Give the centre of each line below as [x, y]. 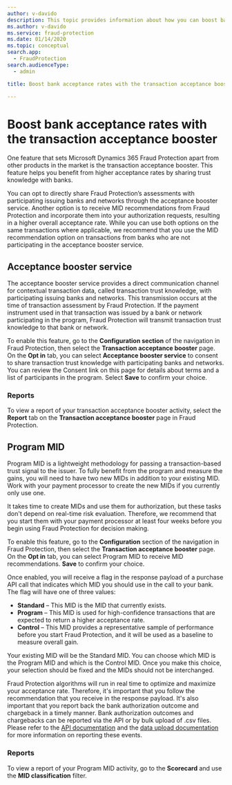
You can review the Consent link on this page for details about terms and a [113, 370]
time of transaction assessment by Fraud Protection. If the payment [103, 306]
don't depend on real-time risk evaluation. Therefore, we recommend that [112, 514]
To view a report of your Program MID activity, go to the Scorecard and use [115, 768]
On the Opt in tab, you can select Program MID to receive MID [95, 557]
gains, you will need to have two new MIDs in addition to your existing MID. [114, 479]
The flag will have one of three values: [61, 592]
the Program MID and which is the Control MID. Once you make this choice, [115, 663]
